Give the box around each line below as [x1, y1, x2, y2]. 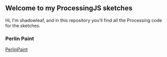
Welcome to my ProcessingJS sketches [5, 4, 133, 12]
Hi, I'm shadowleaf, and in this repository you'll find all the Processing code [5, 17, 162, 23]
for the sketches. [5, 22, 40, 28]
